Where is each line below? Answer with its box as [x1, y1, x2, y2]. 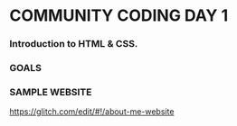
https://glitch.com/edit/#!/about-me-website [9, 106, 175, 117]
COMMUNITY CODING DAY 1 [9, 5, 229, 26]
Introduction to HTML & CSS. [9, 38, 138, 50]
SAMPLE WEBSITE [9, 85, 92, 98]
